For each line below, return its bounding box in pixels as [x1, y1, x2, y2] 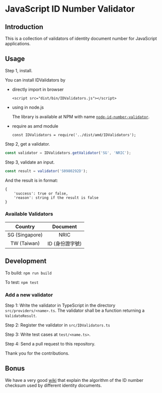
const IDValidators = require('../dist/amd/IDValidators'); [12, 132, 136, 137]
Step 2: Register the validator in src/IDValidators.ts [5, 322, 111, 328]
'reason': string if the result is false [14, 195, 98, 200]
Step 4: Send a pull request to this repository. [5, 341, 96, 346]
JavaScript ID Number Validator [5, 3, 135, 15]
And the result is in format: [5, 177, 58, 183]
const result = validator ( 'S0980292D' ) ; [5, 168, 88, 173]
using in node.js [12, 104, 44, 110]
